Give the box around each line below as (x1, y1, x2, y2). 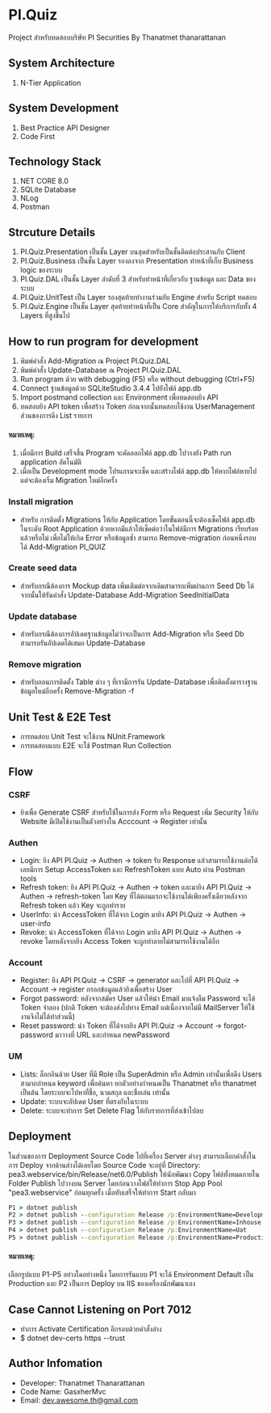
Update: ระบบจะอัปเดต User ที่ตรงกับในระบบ (19, 1096, 148, 1106)
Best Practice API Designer (19, 123, 110, 133)
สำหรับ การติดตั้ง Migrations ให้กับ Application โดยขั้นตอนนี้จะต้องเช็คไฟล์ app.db (19, 514, 256, 524)
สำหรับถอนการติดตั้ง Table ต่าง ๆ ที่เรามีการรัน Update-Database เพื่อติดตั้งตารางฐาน (19, 677, 258, 687)
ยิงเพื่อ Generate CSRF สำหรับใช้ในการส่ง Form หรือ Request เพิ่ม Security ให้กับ (19, 807, 259, 817)
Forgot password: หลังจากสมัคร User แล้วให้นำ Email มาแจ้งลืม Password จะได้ (19, 993, 256, 1004)
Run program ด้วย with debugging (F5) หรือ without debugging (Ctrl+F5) (19, 374, 256, 383)
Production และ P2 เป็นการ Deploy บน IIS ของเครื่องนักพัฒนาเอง (8, 1279, 196, 1288)
